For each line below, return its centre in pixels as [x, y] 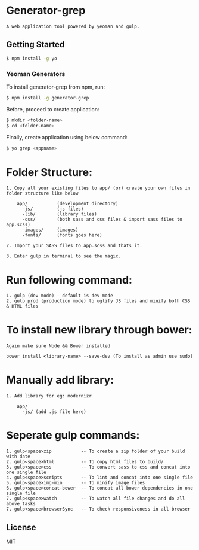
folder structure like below [42, 193]
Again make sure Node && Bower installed [58, 346]
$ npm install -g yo [32, 58]
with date [18, 457]
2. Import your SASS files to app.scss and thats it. [74, 246]
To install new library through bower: [99, 330]
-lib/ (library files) [59, 214]
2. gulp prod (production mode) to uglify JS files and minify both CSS [98, 301]
